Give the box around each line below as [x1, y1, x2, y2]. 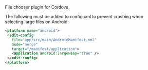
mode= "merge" [11, 42, 38, 47]
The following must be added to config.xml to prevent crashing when [5, 14, 144, 19]
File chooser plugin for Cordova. [5, 4, 70, 10]
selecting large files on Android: [5, 19, 69, 24]
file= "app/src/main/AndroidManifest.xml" [11, 37, 97, 42]
